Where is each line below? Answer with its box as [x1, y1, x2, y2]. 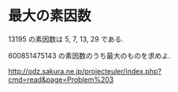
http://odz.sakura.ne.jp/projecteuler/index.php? [8, 66, 161, 76]
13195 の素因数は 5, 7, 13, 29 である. [8, 34, 124, 44]
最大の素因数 [8, 7, 92, 25]
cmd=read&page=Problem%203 [8, 75, 114, 84]
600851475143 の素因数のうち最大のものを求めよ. [8, 51, 171, 60]
